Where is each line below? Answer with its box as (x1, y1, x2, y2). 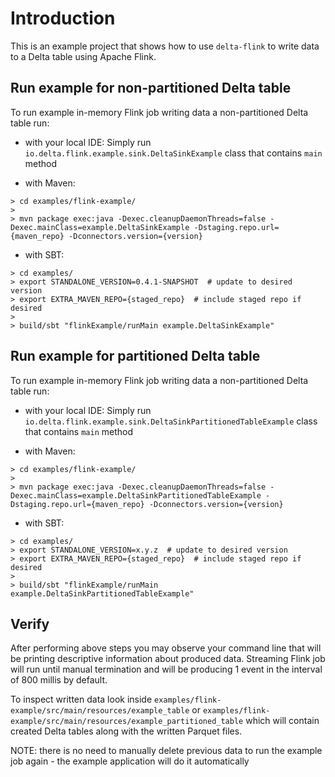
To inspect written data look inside (10, 693, 153, 706)
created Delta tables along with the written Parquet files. (10, 725, 243, 737)
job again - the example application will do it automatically (10, 755, 250, 767)
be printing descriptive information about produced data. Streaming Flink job (10, 653, 326, 665)
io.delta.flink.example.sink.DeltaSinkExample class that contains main (24, 147, 323, 159)
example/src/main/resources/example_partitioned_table (10, 717, 244, 727)
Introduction (10, 7, 116, 30)
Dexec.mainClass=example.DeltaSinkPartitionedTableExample (10, 490, 262, 501)
